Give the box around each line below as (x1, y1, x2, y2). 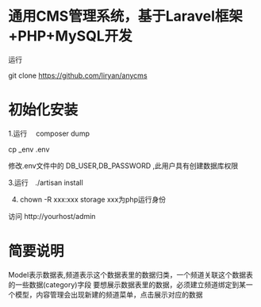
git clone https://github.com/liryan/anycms (8, 71, 148, 80)
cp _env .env (8, 144, 50, 154)
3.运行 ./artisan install (8, 178, 83, 187)
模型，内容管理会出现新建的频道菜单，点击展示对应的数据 (14, 290, 203, 299)
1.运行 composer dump (8, 129, 90, 138)
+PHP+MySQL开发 (8, 27, 132, 45)
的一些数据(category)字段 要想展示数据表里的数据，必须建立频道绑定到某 (8, 279, 247, 290)
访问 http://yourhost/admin (8, 211, 96, 221)
